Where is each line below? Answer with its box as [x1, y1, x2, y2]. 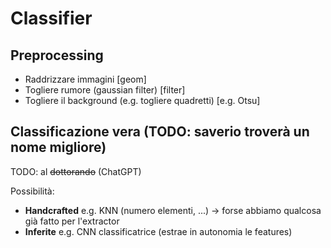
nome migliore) [10, 139, 107, 156]
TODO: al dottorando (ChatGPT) [10, 165, 142, 177]
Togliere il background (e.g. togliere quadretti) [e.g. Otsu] [24, 95, 261, 106]
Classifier [10, 7, 93, 30]
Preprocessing [10, 47, 104, 64]
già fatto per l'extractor [24, 215, 120, 227]
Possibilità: [10, 185, 55, 197]
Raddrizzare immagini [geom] [24, 73, 147, 85]
